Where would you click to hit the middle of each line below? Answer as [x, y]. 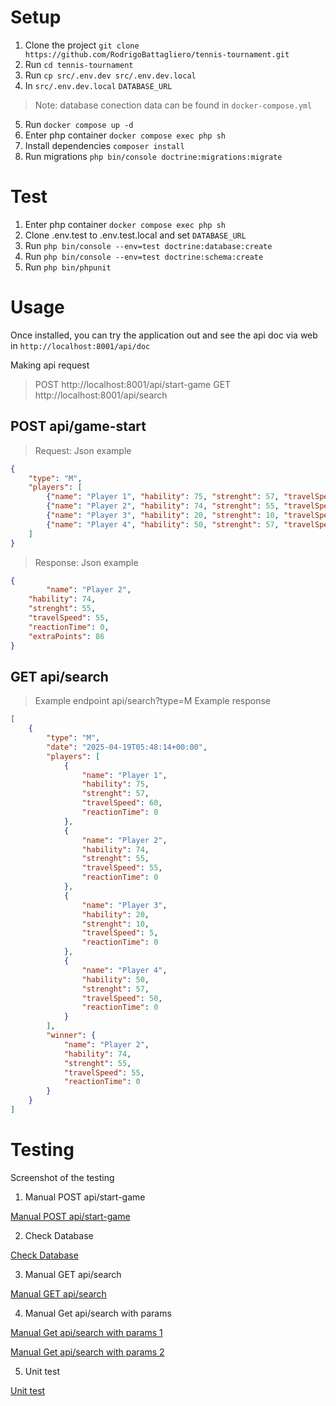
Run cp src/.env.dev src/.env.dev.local [110, 75]
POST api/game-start [78, 426]
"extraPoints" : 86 [66, 636]
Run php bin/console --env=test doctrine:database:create [148, 245]
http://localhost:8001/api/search [101, 395]
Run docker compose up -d [79, 124]
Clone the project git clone [82, 45]
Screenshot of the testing [62, 1177]
